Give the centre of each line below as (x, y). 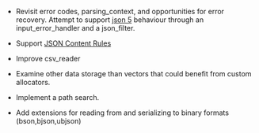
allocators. (33, 82)
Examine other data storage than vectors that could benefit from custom (133, 74)
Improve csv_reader (48, 59)
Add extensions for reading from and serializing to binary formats (122, 113)
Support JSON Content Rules (63, 43)
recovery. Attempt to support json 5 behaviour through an (110, 20)
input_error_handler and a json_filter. (75, 28)
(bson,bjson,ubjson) (48, 121)
